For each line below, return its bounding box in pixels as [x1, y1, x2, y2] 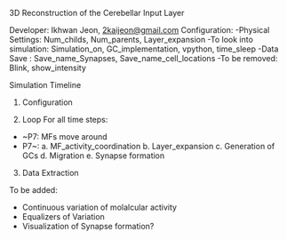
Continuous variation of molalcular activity [21, 202, 178, 212]
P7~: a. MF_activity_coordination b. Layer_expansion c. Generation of [21, 141, 275, 151]
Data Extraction [21, 168, 79, 178]
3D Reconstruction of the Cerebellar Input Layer [9, 8, 185, 18]
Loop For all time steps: [21, 115, 108, 124]
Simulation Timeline [9, 80, 82, 90]
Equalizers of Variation [21, 212, 105, 221]
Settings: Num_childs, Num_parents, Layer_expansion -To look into [9, 35, 253, 44]
